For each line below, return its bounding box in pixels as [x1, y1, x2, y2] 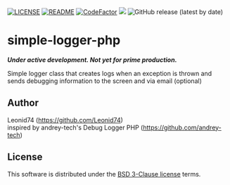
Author [7, 97, 39, 109]
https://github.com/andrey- [143, 123, 222, 132]
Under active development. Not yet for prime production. [7, 56, 177, 64]
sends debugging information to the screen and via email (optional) [7, 77, 202, 85]
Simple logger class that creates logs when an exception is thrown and [7, 69, 212, 77]
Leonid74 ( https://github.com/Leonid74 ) [7, 115, 123, 124]
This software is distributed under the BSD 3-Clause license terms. [7, 170, 201, 178]
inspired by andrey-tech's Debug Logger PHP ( [7, 123, 143, 132]
